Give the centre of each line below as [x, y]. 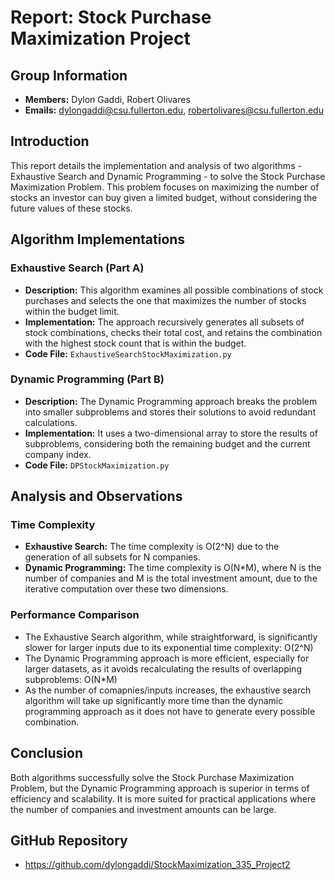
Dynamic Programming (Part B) [87, 379]
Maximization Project [100, 38]
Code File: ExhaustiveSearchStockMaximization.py [128, 353]
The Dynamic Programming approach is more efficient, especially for [167, 658]
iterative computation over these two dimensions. [126, 589]
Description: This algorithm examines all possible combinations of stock [174, 290]
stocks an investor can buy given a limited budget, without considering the [164, 197]
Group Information [69, 75]
